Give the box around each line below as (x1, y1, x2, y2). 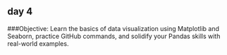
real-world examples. (7, 39, 69, 48)
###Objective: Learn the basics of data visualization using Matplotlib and (7, 24, 220, 32)
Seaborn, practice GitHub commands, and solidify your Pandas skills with (7, 32, 221, 40)
